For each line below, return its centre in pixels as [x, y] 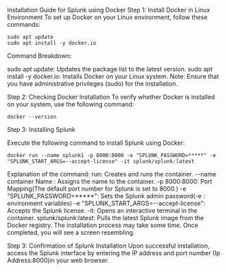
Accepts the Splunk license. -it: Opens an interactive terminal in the [102, 211]
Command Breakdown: [39, 56]
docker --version [32, 117]
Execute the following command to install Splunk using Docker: [96, 143]
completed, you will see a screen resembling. [71, 232]
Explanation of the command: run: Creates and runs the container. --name [112, 174]
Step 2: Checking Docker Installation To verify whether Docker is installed [111, 97]
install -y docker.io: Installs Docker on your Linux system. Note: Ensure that [113, 76]
